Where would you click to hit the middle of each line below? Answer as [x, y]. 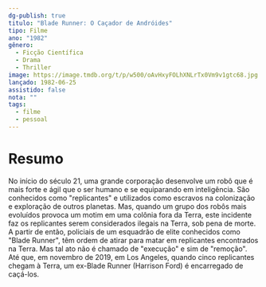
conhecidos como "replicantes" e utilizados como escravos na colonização [132, 198]
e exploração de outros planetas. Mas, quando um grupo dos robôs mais [127, 206]
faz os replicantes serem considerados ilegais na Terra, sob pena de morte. [132, 223]
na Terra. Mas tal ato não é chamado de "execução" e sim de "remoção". [128, 249]
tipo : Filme [28, 30]
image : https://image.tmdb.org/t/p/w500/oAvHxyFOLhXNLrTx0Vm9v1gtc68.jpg [133, 75]
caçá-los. [24, 274]
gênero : [21, 45]
